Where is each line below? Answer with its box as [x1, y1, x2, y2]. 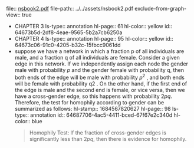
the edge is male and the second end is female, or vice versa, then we [14, 86, 185, 93]
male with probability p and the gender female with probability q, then [14, 67, 185, 73]
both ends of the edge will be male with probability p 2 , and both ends [14, 73, 185, 81]
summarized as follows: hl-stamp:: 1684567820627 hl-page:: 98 [14, 105, 171, 112]
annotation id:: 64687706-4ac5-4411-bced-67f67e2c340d [30, 111, 173, 119]
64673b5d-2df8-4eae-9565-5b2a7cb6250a [14, 29, 123, 36]
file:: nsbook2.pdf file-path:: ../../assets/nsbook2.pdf [6, 5, 134, 12]
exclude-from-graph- [134, 5, 187, 12]
